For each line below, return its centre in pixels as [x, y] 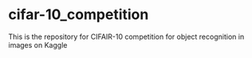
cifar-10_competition [79, 15]
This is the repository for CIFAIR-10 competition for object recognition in [126, 37]
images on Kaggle [38, 44]
